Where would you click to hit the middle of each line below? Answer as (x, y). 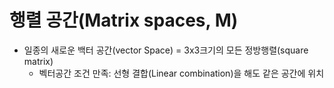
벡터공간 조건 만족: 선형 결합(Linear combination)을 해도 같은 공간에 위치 (181, 73)
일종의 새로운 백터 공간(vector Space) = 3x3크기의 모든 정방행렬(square (166, 50)
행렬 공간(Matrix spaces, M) (124, 20)
